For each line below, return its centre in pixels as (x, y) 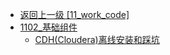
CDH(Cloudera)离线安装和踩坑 (97, 39)
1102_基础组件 (48, 27)
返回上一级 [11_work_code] (74, 14)
